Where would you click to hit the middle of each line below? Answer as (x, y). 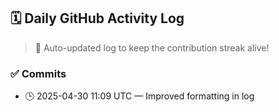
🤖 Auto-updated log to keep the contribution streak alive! (152, 47)
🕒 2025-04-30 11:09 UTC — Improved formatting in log (139, 96)
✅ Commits (38, 73)
